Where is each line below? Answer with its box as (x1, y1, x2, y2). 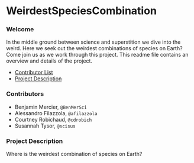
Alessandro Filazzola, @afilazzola (14, 109, 98, 116)
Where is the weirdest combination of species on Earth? (6, 151, 143, 158)
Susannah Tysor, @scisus (14, 122, 76, 129)
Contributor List (14, 69, 53, 76)
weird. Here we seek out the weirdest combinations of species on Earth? (6, 45, 183, 52)
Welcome (6, 25, 34, 34)
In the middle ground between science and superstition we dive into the (6, 38, 181, 45)
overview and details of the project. (6, 57, 93, 64)
